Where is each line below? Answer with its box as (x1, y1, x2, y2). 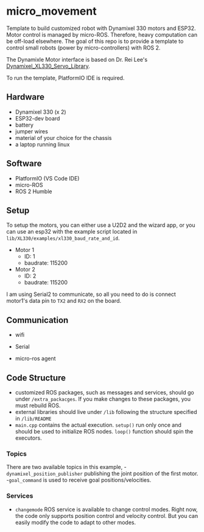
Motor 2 (15, 266, 35, 273)
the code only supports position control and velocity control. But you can (15, 512, 199, 519)
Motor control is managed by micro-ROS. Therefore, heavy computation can (6, 31, 198, 38)
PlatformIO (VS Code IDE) (15, 174, 80, 182)
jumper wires (15, 127, 49, 135)
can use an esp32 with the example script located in (6, 228, 138, 235)
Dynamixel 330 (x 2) (15, 108, 66, 116)
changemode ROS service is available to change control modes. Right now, (15, 506, 198, 513)
